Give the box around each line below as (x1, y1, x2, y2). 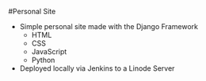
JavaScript (31, 47, 67, 56)
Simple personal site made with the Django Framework (19, 22, 198, 31)
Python (31, 55, 55, 64)
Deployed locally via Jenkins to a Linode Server (19, 64, 175, 73)
